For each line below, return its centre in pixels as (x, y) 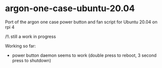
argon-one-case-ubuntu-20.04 (70, 8)
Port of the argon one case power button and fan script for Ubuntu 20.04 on (81, 22)
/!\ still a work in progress (30, 36)
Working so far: (20, 46)
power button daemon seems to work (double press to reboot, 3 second (84, 55)
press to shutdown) (31, 60)
